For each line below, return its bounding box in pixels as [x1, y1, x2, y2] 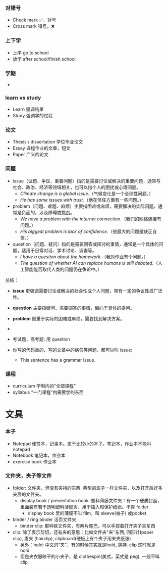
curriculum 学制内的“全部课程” [12, 383, 76, 389]
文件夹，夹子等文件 [5, 472, 52, 480]
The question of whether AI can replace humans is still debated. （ [20, 260, 158, 266]
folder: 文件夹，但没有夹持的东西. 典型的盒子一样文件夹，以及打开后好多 [12, 485, 163, 491]
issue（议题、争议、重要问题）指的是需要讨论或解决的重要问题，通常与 [12, 178, 161, 184]
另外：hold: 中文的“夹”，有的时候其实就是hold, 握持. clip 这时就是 [20, 542, 156, 548]
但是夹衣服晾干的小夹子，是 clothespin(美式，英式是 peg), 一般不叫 [20, 553, 160, 559]
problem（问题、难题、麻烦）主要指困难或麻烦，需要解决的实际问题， [12, 203, 158, 209]
